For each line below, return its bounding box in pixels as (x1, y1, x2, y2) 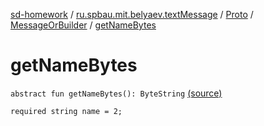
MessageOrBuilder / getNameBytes (10, 19, 157, 31)
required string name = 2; (10, 106, 123, 116)
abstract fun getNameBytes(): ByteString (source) (10, 87, 223, 99)
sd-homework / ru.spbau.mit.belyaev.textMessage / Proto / (10, 9, 254, 20)
